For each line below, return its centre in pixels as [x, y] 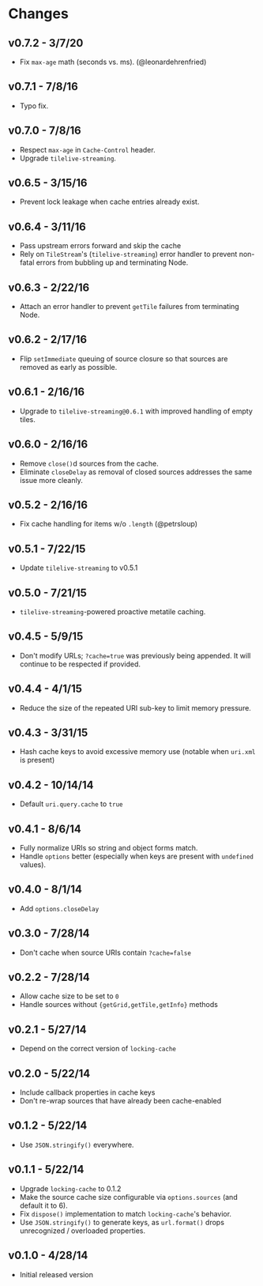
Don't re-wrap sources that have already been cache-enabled [120, 1101]
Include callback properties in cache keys [87, 1092]
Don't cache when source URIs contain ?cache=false [105, 952]
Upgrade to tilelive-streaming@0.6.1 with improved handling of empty [136, 411]
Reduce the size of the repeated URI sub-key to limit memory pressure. [135, 707]
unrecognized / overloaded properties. [83, 1231]
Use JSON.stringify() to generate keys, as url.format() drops [122, 1222]
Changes [38, 14]
